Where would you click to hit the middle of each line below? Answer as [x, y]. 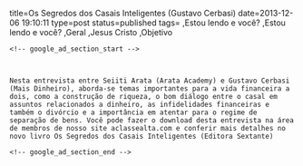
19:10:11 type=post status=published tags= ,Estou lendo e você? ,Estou [153, 23]
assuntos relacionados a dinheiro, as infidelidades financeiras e [140, 104]
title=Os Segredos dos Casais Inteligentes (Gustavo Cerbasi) [123, 13]
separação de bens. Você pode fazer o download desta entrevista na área [152, 121]
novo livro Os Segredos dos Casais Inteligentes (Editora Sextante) [142, 136]
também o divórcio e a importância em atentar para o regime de [133, 112]
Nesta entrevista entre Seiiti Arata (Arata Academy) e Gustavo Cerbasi [150, 81]
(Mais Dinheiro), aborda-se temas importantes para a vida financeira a [150, 89]
